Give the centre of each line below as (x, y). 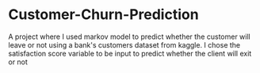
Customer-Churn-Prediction (104, 15)
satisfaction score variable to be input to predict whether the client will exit (130, 53)
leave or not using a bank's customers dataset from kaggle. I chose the (124, 44)
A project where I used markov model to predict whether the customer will (130, 36)
